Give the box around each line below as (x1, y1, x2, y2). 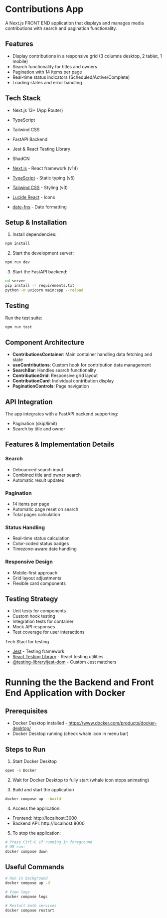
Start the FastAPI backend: (12, 269, 68, 275)
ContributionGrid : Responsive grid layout (12, 372, 98, 378)
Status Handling (5, 524, 45, 531)
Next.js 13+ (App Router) (12, 107, 63, 113)
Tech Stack (5, 94, 41, 103)
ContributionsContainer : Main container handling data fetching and (12, 352, 153, 358)
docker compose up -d (5, 881, 50, 886)
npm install (5, 241, 30, 246)
